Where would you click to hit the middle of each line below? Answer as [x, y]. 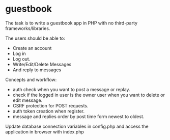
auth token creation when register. [49, 111]
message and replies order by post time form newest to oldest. [78, 116]
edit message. [27, 100]
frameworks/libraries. [28, 28]
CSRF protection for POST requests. [50, 105]
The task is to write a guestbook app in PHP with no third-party [72, 23]
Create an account [32, 48]
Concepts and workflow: [31, 79]
